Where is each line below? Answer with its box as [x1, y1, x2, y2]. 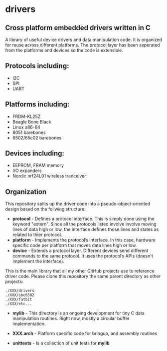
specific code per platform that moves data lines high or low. [12, 242, 137, 248]
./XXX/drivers [5, 288, 35, 293]
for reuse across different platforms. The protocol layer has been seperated [5, 42, 161, 48]
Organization [5, 187, 46, 196]
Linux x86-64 [12, 124, 41, 130]
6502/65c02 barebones [12, 134, 62, 140]
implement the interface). [12, 258, 65, 264]
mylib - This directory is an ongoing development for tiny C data [12, 310, 145, 316]
